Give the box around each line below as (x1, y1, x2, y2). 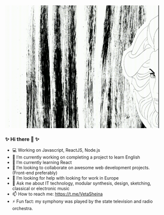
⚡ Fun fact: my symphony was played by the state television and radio (12, 198, 153, 204)
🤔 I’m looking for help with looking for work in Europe (12, 175, 119, 181)
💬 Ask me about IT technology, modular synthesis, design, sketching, (12, 180, 151, 187)
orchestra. (12, 206, 33, 212)
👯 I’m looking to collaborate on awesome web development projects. (12, 165, 150, 171)
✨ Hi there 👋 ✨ (5, 135, 40, 142)
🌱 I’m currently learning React (12, 160, 72, 165)
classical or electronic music (12, 186, 70, 191)
